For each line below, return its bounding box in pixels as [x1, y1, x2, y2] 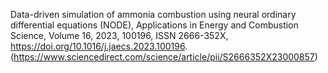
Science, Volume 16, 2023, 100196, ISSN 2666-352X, [10, 30, 229, 41]
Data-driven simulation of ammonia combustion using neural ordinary [10, 9, 297, 20]
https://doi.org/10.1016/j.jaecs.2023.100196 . [10, 40, 188, 52]
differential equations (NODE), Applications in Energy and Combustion [10, 19, 299, 31]
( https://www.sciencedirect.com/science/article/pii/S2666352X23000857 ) [10, 51, 318, 63]
